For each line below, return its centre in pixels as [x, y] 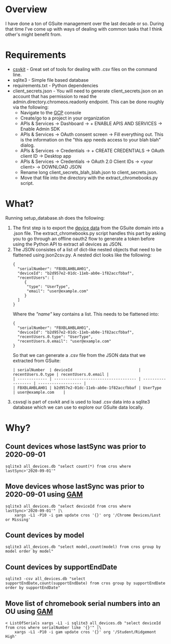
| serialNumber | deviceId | [77, 370]
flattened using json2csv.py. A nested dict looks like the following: [82, 255]
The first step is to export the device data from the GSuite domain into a [88, 228]
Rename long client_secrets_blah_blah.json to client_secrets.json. [89, 172]
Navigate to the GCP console [51, 112]
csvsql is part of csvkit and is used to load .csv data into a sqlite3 [81, 401]
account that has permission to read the [55, 96]
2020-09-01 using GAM [44, 495]
